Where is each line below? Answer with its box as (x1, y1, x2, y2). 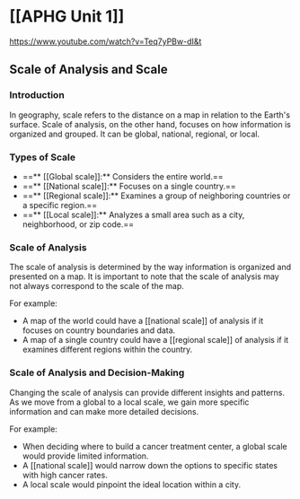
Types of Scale (9, 151, 76, 163)
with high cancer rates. (22, 469, 108, 480)
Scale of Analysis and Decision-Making (9, 366, 185, 379)
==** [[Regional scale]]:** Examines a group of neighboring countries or (22, 190, 291, 201)
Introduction (9, 89, 65, 101)
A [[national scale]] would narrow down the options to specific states (22, 460, 278, 470)
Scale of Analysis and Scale (9, 62, 168, 77)
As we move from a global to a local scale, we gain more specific (9, 397, 250, 407)
